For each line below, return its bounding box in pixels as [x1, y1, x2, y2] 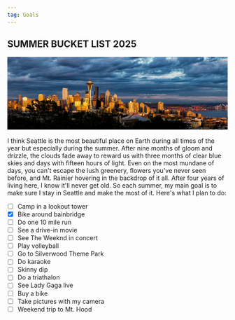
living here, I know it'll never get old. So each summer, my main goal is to [7, 181, 218, 189]
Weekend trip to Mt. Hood [17, 305, 92, 313]
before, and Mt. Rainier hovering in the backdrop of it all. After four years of [7, 174, 225, 182]
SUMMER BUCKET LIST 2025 [7, 39, 137, 50]
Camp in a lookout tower [17, 202, 89, 210]
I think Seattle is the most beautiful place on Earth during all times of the [7, 137, 215, 145]
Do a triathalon [17, 273, 61, 281]
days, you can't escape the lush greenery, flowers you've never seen [7, 166, 206, 174]
